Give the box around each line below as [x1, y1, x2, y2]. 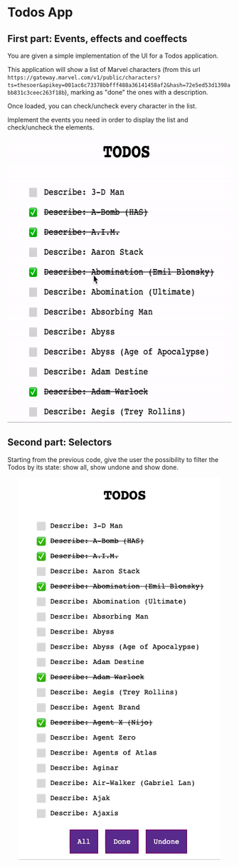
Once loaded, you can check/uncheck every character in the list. [7, 102, 197, 110]
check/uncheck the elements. [7, 123, 95, 132]
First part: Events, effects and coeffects [7, 33, 188, 45]
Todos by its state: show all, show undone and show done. [7, 463, 179, 471]
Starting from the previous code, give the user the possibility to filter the [7, 455, 219, 463]
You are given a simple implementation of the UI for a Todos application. [7, 51, 219, 60]
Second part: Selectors [7, 436, 112, 448]
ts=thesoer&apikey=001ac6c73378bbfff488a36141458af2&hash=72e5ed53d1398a [7, 82, 231, 89]
